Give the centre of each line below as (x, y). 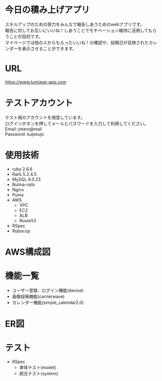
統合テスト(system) (39, 373)
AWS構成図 (28, 252)
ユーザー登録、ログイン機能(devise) (48, 290)
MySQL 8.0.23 (26, 179)
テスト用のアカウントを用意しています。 (45, 117)
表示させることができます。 (49, 49)
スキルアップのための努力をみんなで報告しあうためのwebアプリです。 (75, 24)
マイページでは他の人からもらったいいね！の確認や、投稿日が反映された (77, 42)
